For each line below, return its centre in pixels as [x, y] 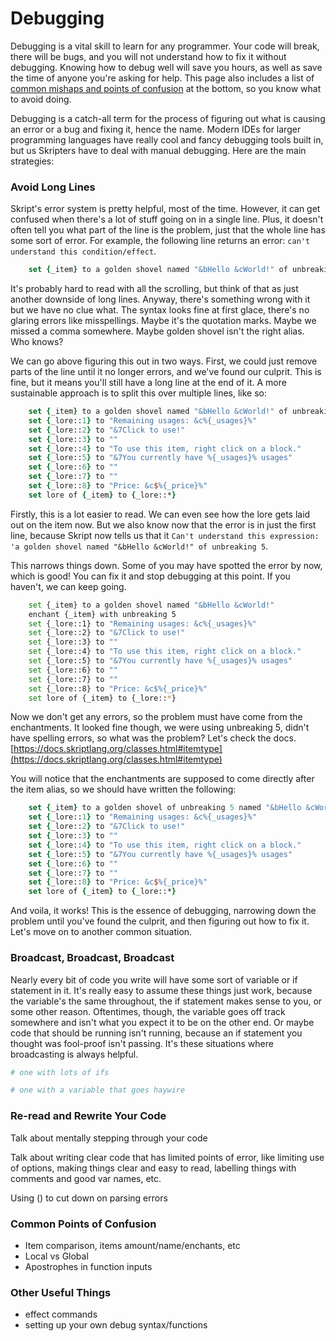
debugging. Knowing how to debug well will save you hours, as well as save [166, 67]
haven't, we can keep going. [68, 586]
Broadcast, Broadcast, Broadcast [92, 958]
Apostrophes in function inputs [88, 1266]
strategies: [32, 161]
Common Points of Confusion [83, 1224]
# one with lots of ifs [60, 1072]
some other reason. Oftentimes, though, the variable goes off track [148, 1011]
